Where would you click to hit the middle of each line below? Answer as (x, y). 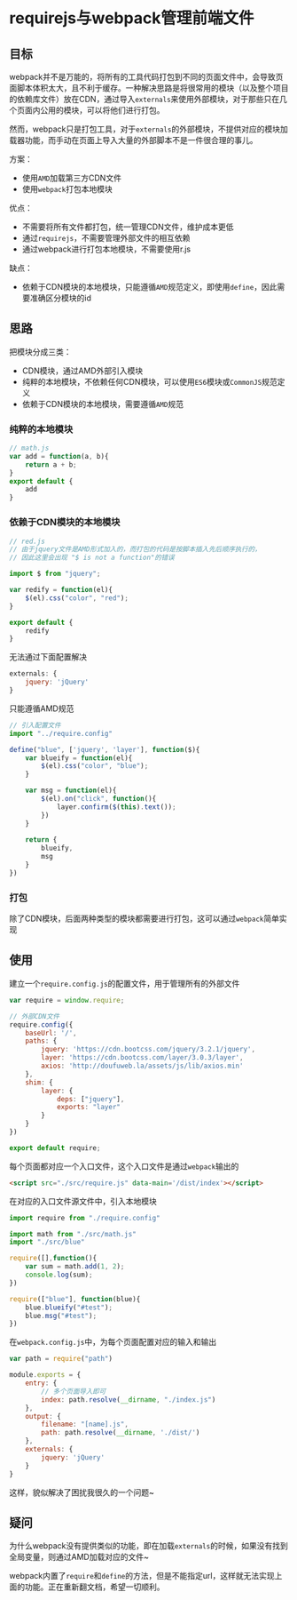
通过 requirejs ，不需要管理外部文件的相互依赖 (106, 238)
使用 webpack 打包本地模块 (67, 189)
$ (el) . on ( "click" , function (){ (99, 799)
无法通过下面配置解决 (48, 657)
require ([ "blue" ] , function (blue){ (75, 1299)
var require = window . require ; (67, 1000)
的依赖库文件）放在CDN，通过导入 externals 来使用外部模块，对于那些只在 (145, 99)
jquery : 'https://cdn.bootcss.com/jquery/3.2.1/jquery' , (148, 1050)
